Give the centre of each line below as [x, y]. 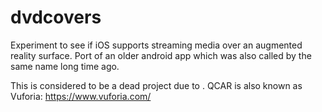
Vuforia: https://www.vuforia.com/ [81, 96]
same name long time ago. [65, 66]
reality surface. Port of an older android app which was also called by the [161, 55]
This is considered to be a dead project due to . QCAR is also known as [156, 85]
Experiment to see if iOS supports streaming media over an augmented [156, 45]
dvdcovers [56, 17]
